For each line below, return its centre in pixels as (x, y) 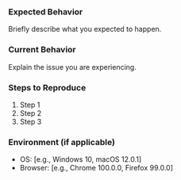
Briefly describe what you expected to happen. (85, 29)
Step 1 (30, 105)
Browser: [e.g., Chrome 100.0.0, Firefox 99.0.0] (96, 168)
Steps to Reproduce (47, 87)
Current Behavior (42, 50)
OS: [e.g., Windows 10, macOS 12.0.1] (81, 159)
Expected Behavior (46, 12)
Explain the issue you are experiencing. (72, 67)
